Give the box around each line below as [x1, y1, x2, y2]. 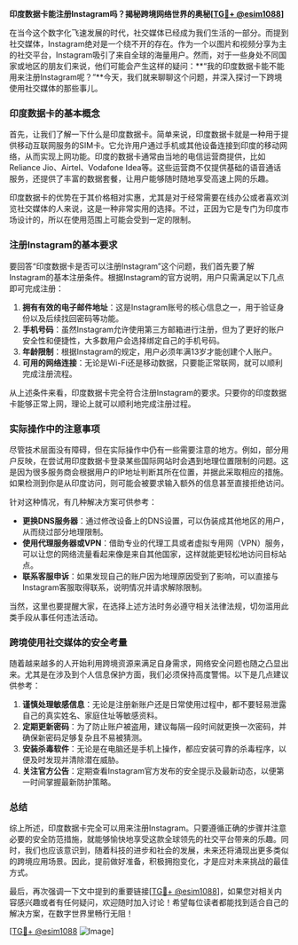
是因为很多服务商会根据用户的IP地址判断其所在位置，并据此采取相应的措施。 [9, 466, 288, 477]
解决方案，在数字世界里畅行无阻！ [9, 909, 134, 919]
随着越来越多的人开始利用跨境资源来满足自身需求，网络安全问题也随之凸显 [9, 658, 281, 669]
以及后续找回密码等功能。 [29, 312, 124, 323]
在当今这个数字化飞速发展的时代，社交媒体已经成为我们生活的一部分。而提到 [9, 28, 289, 38]
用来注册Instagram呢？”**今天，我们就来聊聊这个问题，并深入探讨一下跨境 [9, 72, 283, 83]
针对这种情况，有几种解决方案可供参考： [9, 496, 157, 507]
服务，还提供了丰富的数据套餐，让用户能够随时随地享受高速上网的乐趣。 [9, 173, 273, 185]
